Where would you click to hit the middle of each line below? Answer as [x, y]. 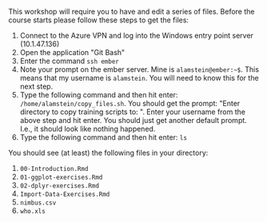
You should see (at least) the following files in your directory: [108, 153]
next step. [36, 86]
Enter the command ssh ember [70, 61]
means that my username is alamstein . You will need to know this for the [139, 78]
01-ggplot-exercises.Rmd [61, 177]
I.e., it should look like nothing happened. [88, 129]
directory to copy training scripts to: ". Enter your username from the [133, 112]
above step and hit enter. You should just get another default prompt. [133, 120]
